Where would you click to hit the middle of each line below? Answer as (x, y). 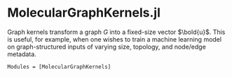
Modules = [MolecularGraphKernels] (59, 67)
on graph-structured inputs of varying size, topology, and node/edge (107, 46)
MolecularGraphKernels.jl (84, 13)
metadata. (22, 54)
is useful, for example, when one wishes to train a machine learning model (115, 39)
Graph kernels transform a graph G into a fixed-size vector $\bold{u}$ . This (116, 32)
